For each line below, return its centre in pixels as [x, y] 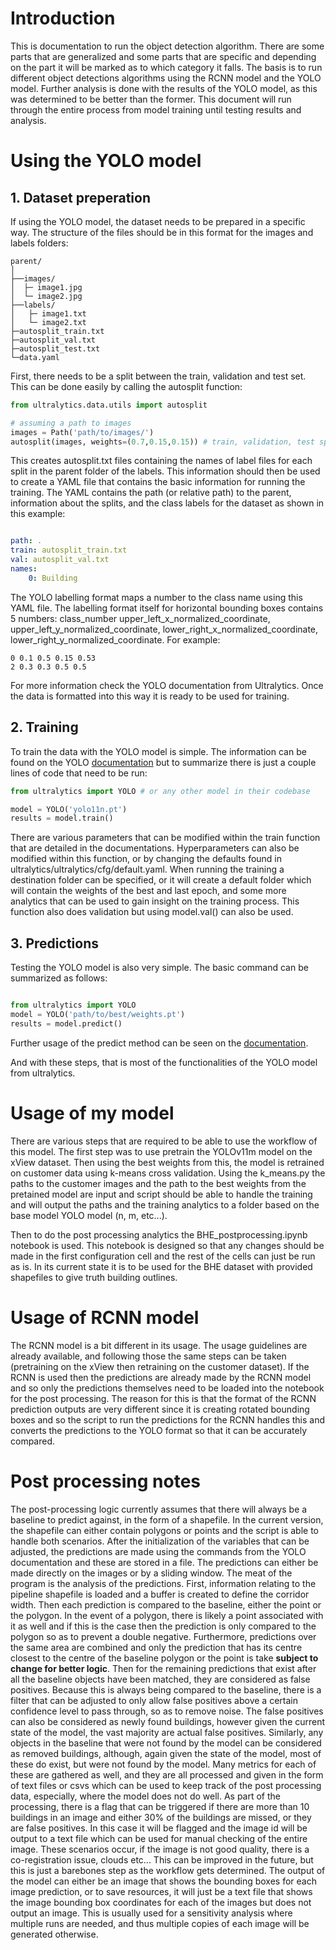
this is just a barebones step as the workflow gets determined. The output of [168, 1870]
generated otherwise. [54, 1934]
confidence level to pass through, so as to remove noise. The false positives [167, 1711]
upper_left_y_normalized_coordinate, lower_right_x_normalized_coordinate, [164, 629]
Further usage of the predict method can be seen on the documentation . [159, 1043]
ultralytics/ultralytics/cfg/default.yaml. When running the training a [147, 869]
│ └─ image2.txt [48, 322]
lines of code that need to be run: [79, 773]
